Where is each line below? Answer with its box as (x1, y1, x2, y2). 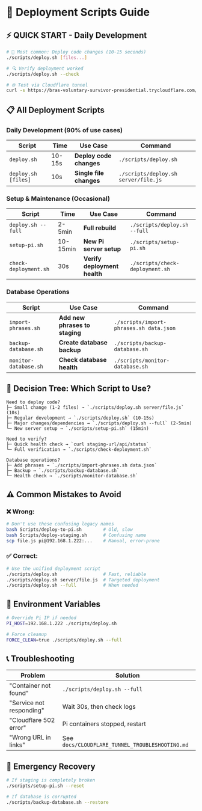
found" (9, 689, 29, 697)
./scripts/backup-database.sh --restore (6, 799, 109, 805)
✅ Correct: (6, 552, 38, 560)
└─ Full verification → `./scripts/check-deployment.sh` (6, 447, 152, 453)
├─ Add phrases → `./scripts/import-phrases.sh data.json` (6, 462, 158, 468)
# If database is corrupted (6, 794, 77, 800)
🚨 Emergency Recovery (6, 761, 96, 771)
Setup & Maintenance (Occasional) (6, 194, 110, 203)
